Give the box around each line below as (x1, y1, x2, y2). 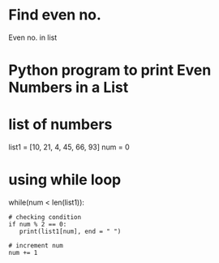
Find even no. (8, 6, 101, 24)
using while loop (8, 170, 122, 189)
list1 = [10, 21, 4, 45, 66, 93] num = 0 (8, 142, 130, 152)
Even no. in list (8, 32, 58, 42)
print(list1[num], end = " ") (19, 227, 122, 235)
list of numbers (8, 115, 113, 134)
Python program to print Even (8, 61, 212, 80)
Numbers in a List (8, 79, 129, 97)
